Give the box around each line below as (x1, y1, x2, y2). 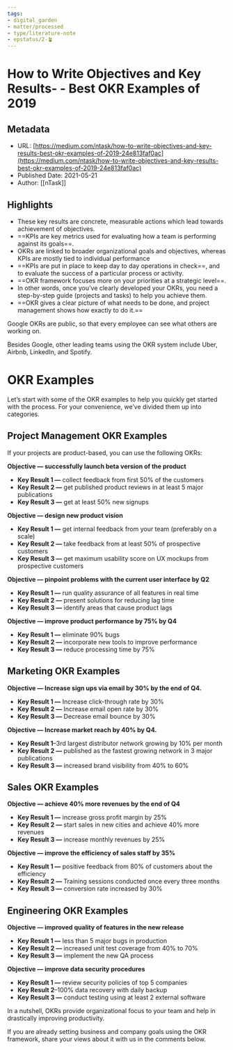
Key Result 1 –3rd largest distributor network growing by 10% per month (17, 739, 223, 747)
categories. (7, 410, 40, 418)
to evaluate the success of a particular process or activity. (17, 269, 184, 277)
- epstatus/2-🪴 (7, 36, 54, 43)
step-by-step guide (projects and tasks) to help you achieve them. (17, 291, 207, 299)
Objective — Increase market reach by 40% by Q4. (7, 725, 157, 734)
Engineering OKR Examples (7, 905, 129, 916)
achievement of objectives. (17, 224, 95, 233)
